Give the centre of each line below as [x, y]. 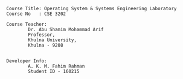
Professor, [42, 35]
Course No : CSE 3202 [36, 14]
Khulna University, [53, 40]
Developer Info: [27, 61]
